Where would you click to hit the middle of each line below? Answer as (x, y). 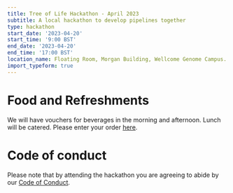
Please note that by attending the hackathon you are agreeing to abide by (113, 175)
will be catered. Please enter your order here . (72, 127)
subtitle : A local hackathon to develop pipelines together (97, 20)
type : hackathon (31, 27)
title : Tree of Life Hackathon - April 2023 (73, 14)
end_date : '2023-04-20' (42, 46)
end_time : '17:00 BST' (40, 53)
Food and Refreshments (78, 100)
